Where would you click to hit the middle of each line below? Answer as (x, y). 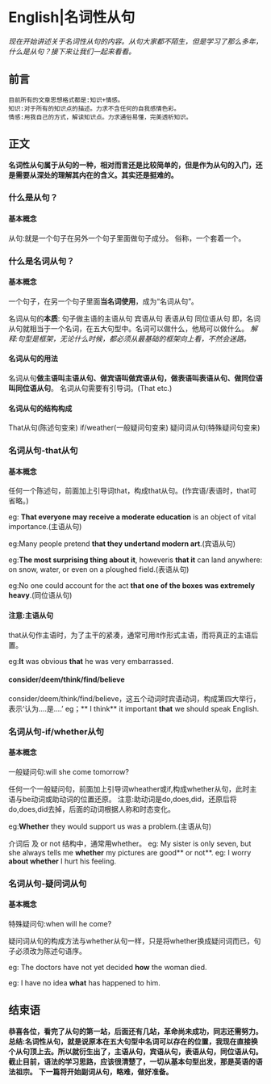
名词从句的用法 (33, 359)
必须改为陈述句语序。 (50, 951)
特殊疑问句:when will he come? (60, 924)
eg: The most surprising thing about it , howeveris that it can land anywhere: (135, 560)
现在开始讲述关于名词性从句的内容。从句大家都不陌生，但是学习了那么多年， (135, 41)
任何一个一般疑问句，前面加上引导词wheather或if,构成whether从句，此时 (129, 788)
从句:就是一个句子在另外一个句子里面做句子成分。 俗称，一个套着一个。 (127, 238)
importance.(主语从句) (45, 527)
